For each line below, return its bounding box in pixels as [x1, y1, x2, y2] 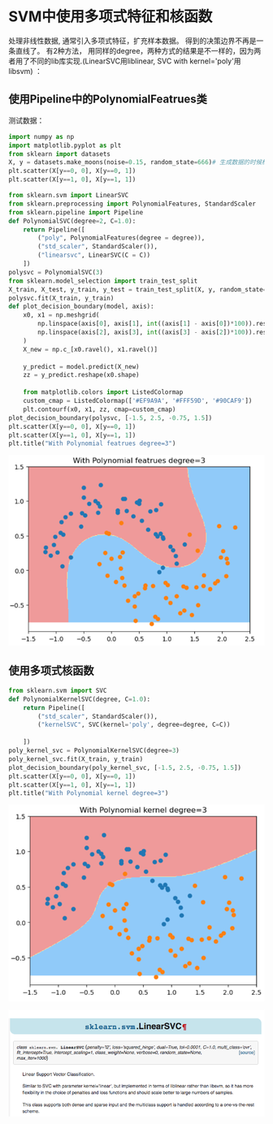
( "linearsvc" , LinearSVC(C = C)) [37, 251, 151, 260]
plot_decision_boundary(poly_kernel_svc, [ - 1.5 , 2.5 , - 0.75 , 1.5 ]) [8, 763, 242, 772]
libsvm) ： [8, 66, 42, 76]
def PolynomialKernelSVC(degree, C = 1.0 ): [8, 695, 151, 703]
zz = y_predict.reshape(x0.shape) [23, 371, 140, 379]
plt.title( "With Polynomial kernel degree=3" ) [8, 789, 169, 798]
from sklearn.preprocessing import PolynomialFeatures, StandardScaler [8, 200, 256, 208]
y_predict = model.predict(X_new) [23, 362, 140, 370]
